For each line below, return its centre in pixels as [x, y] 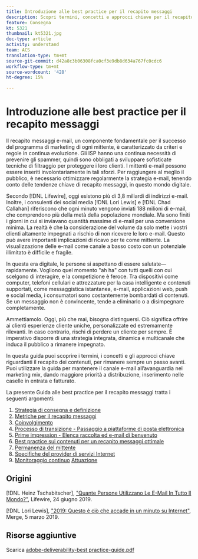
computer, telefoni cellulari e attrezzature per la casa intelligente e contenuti [98, 283]
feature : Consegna [29, 22]
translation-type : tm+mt [37, 55]
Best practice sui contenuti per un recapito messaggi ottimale [89, 442]
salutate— [154, 264]
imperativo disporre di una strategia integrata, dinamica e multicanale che [95, 338]
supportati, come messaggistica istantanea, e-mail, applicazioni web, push [97, 289]
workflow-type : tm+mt [33, 66]
